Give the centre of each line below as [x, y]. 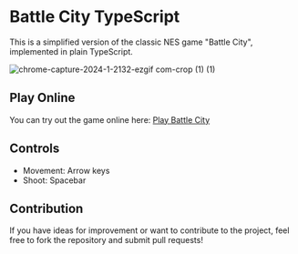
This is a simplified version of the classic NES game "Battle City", [131, 42]
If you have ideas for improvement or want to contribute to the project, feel [149, 230]
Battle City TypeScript [95, 17]
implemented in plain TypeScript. [72, 51]
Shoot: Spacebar [54, 180]
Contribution [46, 208]
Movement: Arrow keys [66, 170]
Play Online [42, 98]
